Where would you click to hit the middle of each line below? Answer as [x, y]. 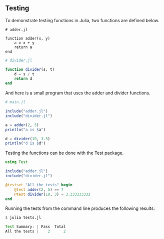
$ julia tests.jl [23, 218]
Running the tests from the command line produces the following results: [80, 208]
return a [23, 47]
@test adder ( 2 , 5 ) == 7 [39, 190]
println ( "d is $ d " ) [25, 143]
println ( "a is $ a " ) [25, 130]
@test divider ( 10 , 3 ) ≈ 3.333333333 [52, 194]
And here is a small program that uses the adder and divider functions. [78, 93]
